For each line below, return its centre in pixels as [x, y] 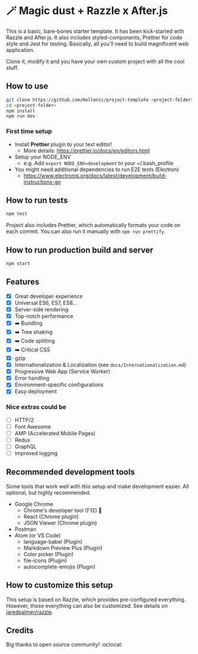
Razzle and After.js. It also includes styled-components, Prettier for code [94, 37]
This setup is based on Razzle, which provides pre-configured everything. [96, 599]
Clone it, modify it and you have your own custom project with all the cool [95, 61]
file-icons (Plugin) [45, 560]
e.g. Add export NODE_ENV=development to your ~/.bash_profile [98, 163]
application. [20, 50]
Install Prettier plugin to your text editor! [63, 144]
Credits [20, 631]
